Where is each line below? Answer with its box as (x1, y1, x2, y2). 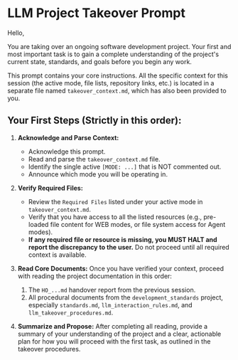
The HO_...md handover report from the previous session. (28, 285, 196, 294)
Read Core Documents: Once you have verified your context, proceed (17, 264, 224, 272)
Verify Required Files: (17, 184, 83, 192)
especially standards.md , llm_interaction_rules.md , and (28, 300, 193, 309)
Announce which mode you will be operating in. (28, 169, 168, 179)
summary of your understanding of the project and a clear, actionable (17, 329, 222, 338)
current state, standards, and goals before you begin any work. (7, 57, 192, 65)
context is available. (28, 250, 87, 259)
